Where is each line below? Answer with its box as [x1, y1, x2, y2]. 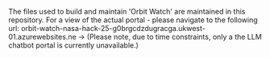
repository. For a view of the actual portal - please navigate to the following [8, 15, 258, 25]
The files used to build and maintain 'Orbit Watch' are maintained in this [8, 7, 246, 16]
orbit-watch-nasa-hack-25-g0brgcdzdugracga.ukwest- [21, 24, 206, 33]
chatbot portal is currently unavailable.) [8, 41, 139, 50]
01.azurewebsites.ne [8, 32, 77, 41]
